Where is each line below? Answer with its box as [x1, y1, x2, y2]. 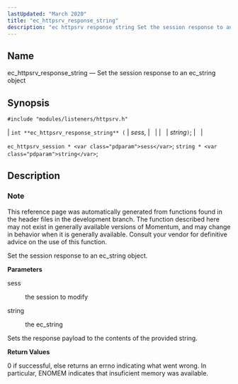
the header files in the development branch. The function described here [7, 214, 220, 224]
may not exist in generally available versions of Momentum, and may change [7, 222, 231, 231]
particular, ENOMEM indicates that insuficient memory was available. [7, 368, 209, 377]
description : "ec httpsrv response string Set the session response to [7, 23, 223, 31]
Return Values [7, 347, 50, 356]
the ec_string [25, 320, 64, 329]
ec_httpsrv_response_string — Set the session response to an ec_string [7, 69, 216, 77]
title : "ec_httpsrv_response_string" [7, 17, 119, 24]
